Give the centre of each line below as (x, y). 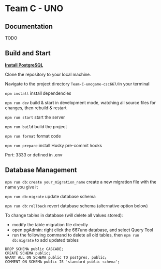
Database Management (41, 170)
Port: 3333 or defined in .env (34, 155)
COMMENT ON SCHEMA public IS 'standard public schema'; (62, 262)
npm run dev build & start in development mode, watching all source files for (80, 102)
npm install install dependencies (38, 93)
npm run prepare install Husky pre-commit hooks (54, 145)
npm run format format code (33, 136)
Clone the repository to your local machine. (48, 74)
